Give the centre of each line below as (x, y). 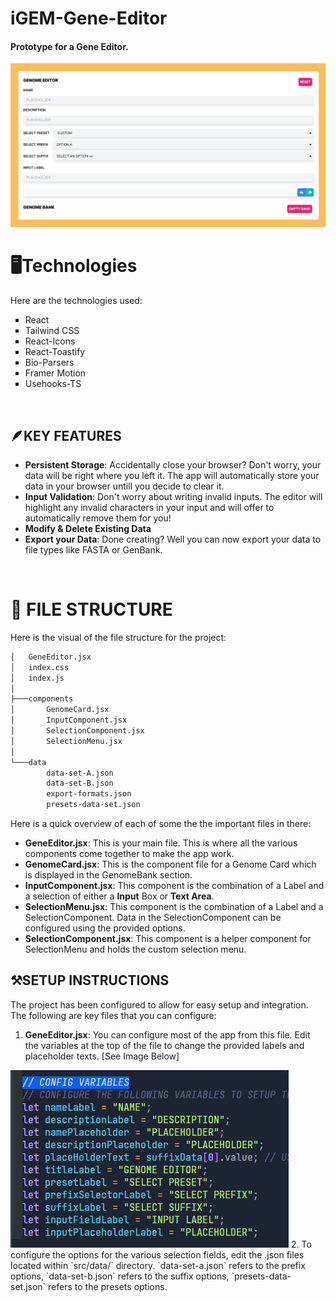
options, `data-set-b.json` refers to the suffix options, (120, 1276)
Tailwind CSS (52, 331)
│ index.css (40, 667)
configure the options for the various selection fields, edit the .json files (157, 1254)
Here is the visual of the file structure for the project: (118, 637)
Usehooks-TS (53, 384)
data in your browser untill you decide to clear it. (124, 486)
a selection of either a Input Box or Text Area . (119, 896)
